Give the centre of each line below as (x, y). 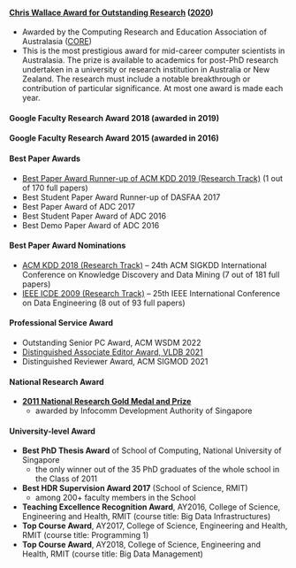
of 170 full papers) (55, 188)
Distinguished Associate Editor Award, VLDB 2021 (112, 352)
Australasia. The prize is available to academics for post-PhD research (150, 60)
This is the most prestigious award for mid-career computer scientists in (153, 51)
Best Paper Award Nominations (68, 246)
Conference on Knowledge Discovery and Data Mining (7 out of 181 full (151, 274)
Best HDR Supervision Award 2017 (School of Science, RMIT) (135, 488)
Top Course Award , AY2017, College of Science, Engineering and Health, (155, 526)
